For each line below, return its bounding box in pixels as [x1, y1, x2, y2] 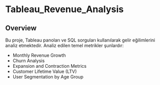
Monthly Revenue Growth [12, 52, 66, 58]
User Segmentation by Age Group [12, 74, 84, 79]
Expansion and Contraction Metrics [12, 63, 87, 69]
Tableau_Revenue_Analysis [5, 4, 124, 15]
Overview [5, 24, 37, 32]
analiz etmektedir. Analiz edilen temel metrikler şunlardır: [5, 42, 124, 49]
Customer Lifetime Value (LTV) [12, 68, 77, 74]
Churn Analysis [12, 58, 45, 64]
